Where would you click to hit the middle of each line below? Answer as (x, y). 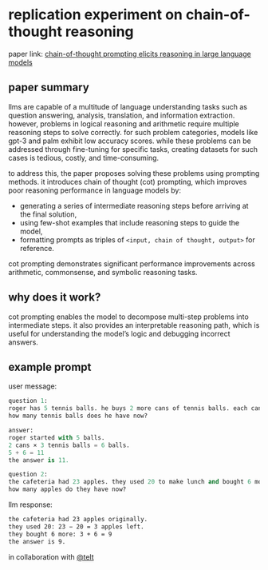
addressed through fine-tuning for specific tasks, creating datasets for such (133, 149)
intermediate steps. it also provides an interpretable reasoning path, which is (134, 325)
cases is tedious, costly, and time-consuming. (84, 157)
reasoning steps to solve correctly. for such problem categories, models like (133, 132)
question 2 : (28, 474)
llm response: (31, 504)
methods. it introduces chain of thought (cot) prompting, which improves (128, 181)
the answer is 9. (37, 541)
